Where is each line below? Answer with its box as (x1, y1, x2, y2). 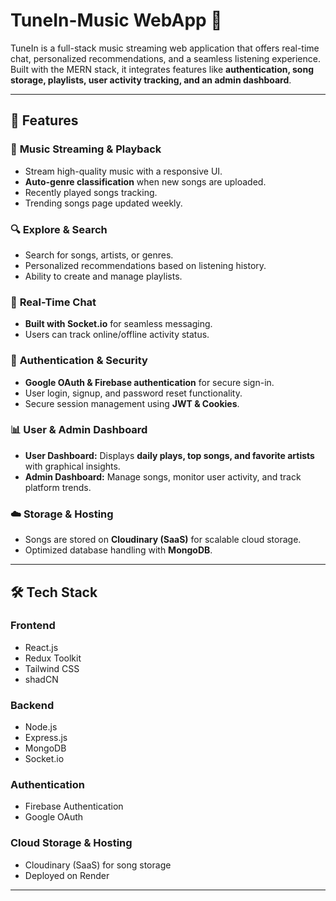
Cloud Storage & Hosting (10, 836, 133, 850)
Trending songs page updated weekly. (24, 197, 183, 209)
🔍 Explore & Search (10, 222, 108, 236)
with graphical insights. (24, 460, 121, 472)
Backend (10, 698, 55, 712)
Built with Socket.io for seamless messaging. (24, 318, 213, 330)
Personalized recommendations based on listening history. (24, 259, 267, 271)
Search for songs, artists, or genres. (24, 249, 174, 261)
